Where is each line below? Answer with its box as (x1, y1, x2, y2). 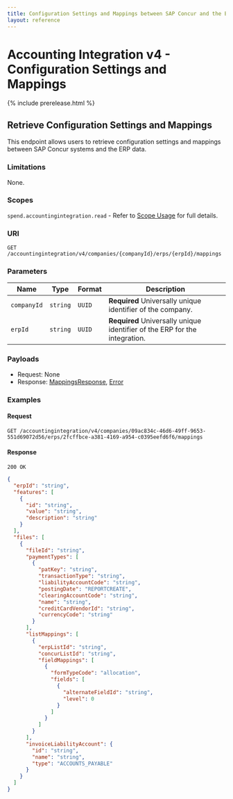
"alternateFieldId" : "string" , (62, 689, 154, 695)
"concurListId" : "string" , (37, 650, 116, 657)
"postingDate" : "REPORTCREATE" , (37, 585, 132, 593)
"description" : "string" (25, 515, 98, 522)
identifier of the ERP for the (108, 324, 197, 334)
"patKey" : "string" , (37, 566, 98, 573)
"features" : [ (13, 488, 54, 495)
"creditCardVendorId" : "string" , (37, 605, 135, 612)
